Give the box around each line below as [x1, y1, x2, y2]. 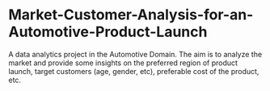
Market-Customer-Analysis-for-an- [8, 6, 254, 24]
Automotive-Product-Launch [8, 23, 208, 41]
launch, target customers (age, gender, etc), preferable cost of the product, [8, 66, 259, 76]
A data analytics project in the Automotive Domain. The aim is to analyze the [8, 49, 263, 59]
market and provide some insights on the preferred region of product [8, 58, 238, 68]
